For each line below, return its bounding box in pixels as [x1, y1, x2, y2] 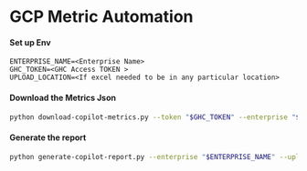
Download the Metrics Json [9, 92, 117, 103]
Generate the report [9, 132, 87, 143]
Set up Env [9, 36, 52, 47]
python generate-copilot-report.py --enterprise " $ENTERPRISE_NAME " [9, 152, 276, 161]
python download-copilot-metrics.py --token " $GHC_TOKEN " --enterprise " [9, 112, 297, 122]
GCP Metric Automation [9, 6, 194, 27]
